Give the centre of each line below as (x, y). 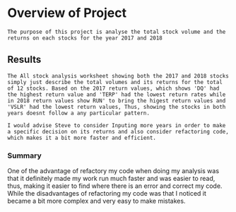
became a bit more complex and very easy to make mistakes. (96, 201)
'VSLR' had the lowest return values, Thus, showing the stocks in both (117, 107)
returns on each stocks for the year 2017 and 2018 (85, 38)
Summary (25, 155)
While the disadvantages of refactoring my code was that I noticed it (107, 194)
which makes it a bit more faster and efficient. (82, 138)
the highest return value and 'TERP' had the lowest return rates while (117, 94)
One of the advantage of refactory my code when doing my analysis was (113, 171)
